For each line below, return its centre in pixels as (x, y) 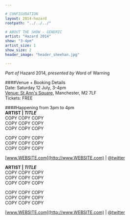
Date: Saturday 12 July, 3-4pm (36, 87)
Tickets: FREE (19, 98)
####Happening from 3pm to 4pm (40, 107)
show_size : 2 (18, 50)
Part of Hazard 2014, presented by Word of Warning (57, 73)
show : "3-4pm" (20, 41)
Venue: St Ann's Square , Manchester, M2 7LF (51, 93)
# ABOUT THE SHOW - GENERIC (34, 32)
